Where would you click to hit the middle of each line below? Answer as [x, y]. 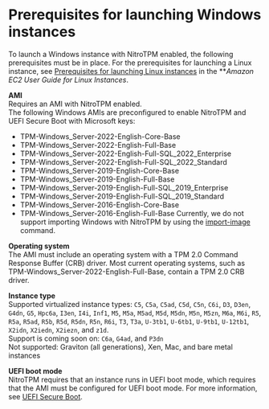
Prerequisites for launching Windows [135, 15]
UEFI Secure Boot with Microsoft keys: [72, 121]
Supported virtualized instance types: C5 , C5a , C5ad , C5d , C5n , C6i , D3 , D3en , [130, 304]
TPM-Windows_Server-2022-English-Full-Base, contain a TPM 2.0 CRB [126, 272]
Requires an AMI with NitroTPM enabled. [75, 104]
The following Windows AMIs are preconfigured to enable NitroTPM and [127, 112]
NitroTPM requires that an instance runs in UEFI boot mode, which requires [132, 379]
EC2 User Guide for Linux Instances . [69, 80]
